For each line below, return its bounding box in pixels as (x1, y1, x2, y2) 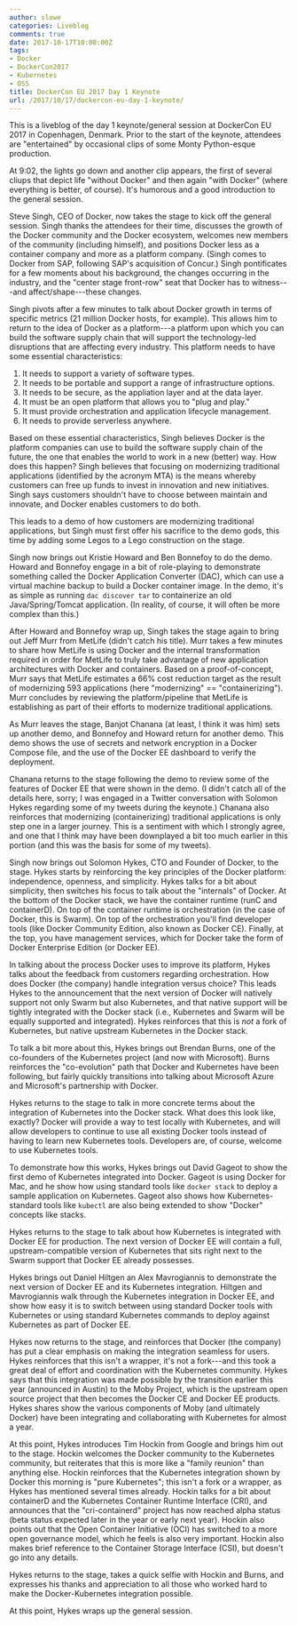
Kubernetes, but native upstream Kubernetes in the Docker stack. (9, 1026, 248, 1037)
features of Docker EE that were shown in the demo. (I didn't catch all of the (9, 783, 286, 794)
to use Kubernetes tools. (9, 1145, 99, 1156)
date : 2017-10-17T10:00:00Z (9, 37, 113, 47)
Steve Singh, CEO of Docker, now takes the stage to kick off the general (9, 211, 272, 222)
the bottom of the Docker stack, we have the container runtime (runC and (9, 895, 277, 906)
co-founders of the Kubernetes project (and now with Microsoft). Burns (9, 1053, 270, 1063)
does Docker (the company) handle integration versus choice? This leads (9, 979, 277, 989)
